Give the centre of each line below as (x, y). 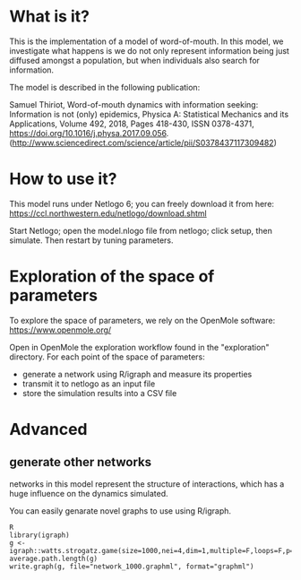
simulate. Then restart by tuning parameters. (91, 240)
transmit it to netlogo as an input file (89, 384)
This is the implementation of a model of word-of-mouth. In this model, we (146, 41)
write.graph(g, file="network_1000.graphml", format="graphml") (132, 567)
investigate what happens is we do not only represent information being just (149, 50)
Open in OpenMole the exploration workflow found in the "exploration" (140, 347)
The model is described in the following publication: (105, 87)
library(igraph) (39, 535)
